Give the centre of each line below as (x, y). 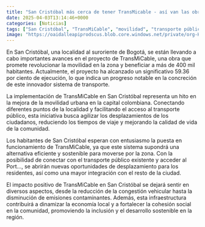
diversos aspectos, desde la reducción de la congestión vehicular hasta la (99, 191)
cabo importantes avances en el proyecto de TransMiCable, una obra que (99, 59)
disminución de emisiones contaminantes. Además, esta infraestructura (96, 198)
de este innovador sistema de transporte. (58, 85)
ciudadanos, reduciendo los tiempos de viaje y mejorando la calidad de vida (102, 122)
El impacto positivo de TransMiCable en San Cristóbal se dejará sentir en (98, 185)
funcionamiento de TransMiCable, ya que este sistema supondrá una (93, 147)
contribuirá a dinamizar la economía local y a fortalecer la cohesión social (99, 204)
